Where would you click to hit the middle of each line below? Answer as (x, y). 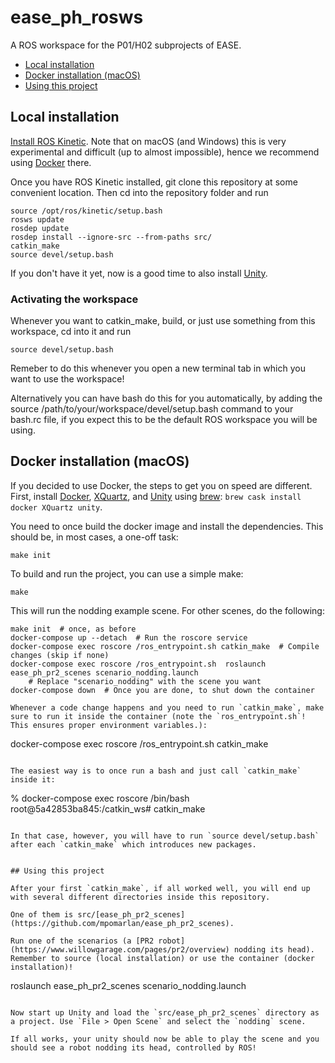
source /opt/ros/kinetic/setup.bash (86, 211)
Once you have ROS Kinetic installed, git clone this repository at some (154, 182)
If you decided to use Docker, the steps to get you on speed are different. (161, 485)
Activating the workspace (74, 299)
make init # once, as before (73, 629)
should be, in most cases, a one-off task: (94, 537)
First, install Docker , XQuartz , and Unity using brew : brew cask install (156, 496)
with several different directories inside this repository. (140, 897)
